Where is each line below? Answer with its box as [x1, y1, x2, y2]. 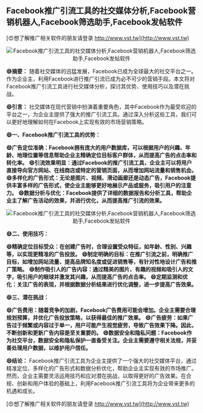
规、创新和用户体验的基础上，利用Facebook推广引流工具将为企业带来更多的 [6, 380, 195, 387]
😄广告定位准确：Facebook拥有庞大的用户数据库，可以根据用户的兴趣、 [6, 144, 185, 151]
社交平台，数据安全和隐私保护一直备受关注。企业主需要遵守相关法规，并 [11, 336, 192, 343]
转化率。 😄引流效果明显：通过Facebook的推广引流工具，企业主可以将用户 [6, 159, 192, 166]
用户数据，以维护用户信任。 [22, 344, 91, 351]
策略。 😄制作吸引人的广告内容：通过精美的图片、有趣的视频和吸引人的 [11, 265, 188, 273]
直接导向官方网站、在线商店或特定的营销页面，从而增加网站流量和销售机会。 [6, 166, 197, 174]
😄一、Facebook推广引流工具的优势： [6, 131, 101, 138]
